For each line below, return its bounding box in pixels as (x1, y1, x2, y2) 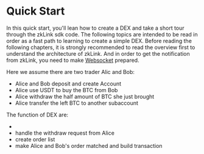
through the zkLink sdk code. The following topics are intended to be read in (6, 30, 198, 38)
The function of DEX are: (6, 111, 69, 118)
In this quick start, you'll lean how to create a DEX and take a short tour (6, 24, 185, 32)
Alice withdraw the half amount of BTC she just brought (15, 93, 155, 100)
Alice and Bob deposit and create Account (15, 80, 122, 87)
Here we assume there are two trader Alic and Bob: (6, 68, 135, 75)
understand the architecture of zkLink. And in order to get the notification (6, 50, 190, 57)
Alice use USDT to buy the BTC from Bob (15, 86, 118, 93)
